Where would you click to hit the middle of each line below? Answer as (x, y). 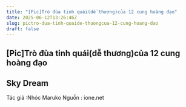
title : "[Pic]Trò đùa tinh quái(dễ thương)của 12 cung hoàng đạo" (92, 12)
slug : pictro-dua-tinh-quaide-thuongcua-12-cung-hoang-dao (82, 23)
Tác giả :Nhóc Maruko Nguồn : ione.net (55, 98)
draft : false (23, 29)
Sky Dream (27, 83)
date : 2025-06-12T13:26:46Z (42, 18)
